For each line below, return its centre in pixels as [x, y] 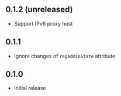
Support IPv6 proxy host [43, 23]
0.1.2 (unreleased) [39, 10]
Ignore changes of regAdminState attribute [65, 56]
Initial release [30, 88]
